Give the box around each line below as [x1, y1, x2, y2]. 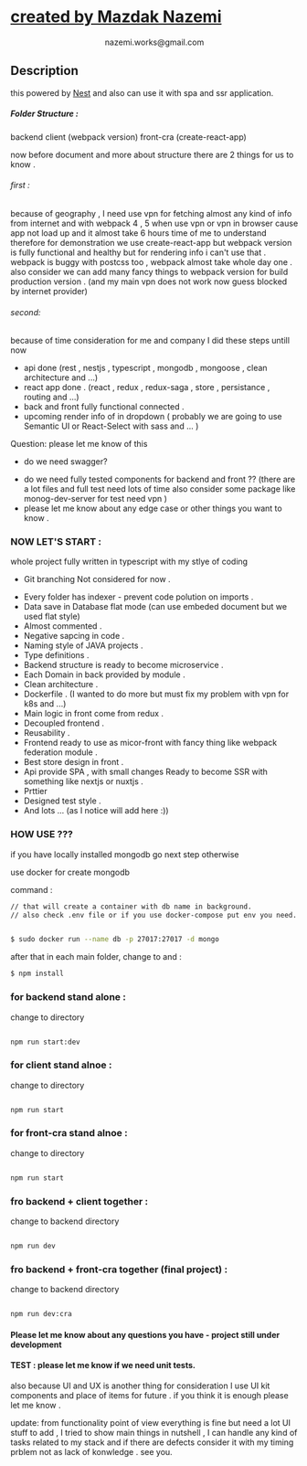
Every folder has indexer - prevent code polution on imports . [23, 591, 254, 602]
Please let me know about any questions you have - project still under [10, 1329, 281, 1340]
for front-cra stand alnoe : [10, 1127, 128, 1140]
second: [10, 306, 41, 317]
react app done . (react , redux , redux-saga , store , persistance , [23, 382, 270, 393]
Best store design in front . [23, 757, 124, 768]
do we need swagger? [23, 456, 108, 467]
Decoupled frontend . [23, 717, 104, 728]
